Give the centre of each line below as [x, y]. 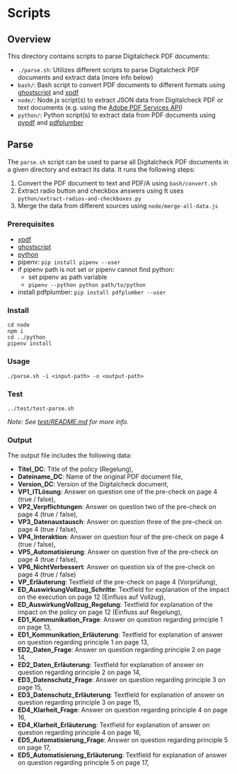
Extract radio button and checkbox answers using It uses [100, 190]
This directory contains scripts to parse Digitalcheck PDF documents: [109, 56]
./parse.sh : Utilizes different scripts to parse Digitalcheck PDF [109, 70]
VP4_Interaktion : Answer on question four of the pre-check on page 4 [121, 537]
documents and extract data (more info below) [85, 77]
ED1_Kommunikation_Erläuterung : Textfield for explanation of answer [120, 634]
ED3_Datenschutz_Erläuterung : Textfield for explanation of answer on [121, 695]
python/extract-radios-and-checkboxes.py [79, 199]
